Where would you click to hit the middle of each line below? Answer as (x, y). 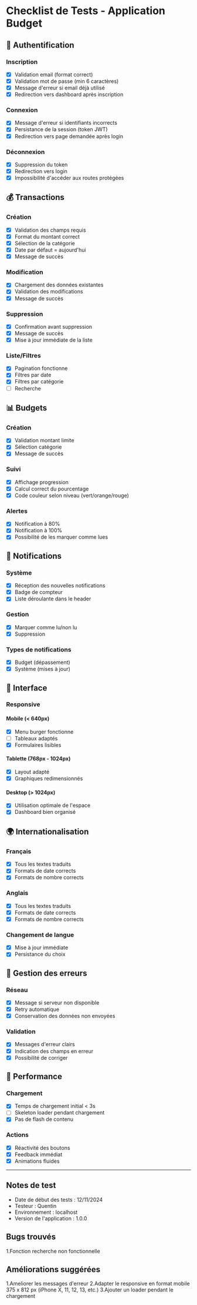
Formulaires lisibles (38, 745)
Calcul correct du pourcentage (52, 489)
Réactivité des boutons (42, 1147)
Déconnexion (26, 152)
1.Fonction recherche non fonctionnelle (53, 1251)
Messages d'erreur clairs (45, 1044)
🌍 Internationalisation (47, 831)
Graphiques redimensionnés (49, 779)
